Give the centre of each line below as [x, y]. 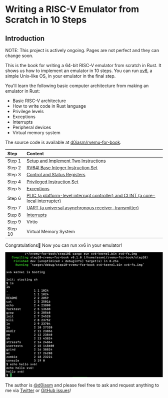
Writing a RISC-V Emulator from [72, 9]
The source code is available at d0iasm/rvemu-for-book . [63, 142]
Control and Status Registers [56, 175]
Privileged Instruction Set [52, 182]
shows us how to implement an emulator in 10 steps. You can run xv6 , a [79, 71]
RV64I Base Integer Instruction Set [62, 168]
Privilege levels [28, 111]
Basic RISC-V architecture [39, 101]
